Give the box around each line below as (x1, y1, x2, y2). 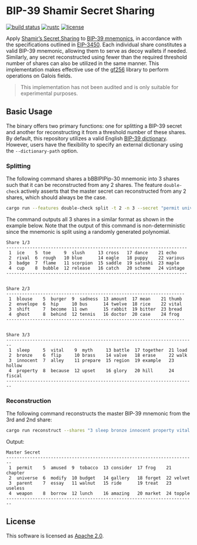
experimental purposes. (20, 90, 78, 97)
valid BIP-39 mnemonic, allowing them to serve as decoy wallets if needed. (6, 47, 188, 54)
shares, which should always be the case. (6, 194, 107, 201)
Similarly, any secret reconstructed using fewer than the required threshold (6, 53, 188, 60)
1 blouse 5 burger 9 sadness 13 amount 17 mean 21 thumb (8, 296, 182, 302)
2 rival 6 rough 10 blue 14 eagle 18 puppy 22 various (8, 255, 185, 261)
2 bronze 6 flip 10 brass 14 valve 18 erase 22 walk (8, 352, 188, 358)
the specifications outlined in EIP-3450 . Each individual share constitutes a (6, 41, 186, 48)
